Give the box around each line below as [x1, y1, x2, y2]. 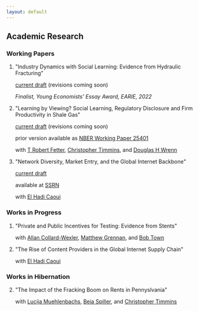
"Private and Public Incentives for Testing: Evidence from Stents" [15, 222, 177, 229]
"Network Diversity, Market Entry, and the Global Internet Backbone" [15, 158, 186, 165]
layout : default [6, 8, 47, 15]
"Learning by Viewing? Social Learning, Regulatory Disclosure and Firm [15, 105, 193, 112]
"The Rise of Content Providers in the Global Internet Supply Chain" [15, 246, 184, 253]
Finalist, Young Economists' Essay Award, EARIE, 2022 [15, 93, 152, 100]
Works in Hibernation [6, 272, 70, 281]
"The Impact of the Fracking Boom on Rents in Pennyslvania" [15, 286, 168, 293]
